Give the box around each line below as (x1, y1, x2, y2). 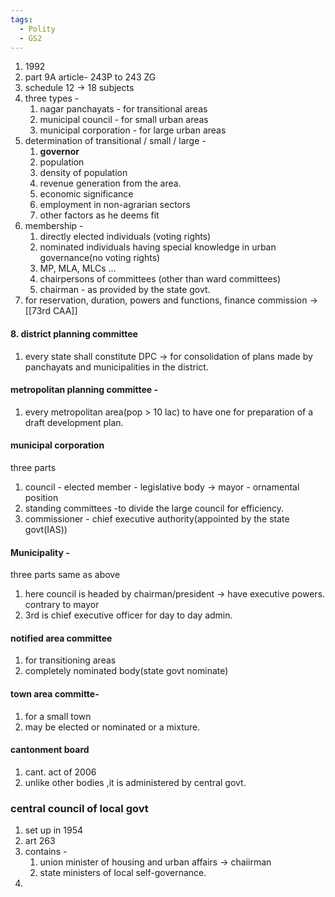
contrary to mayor (24, 599, 100, 611)
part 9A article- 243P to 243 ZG (24, 71, 157, 83)
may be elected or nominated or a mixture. (24, 721, 201, 733)
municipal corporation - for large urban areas (39, 124, 227, 136)
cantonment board (10, 744, 90, 756)
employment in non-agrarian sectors (39, 199, 191, 211)
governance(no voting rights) (39, 252, 161, 264)
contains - (24, 846, 68, 858)
